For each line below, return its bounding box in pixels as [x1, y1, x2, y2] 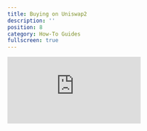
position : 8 [7, 23, 43, 31]
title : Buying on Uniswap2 [7, 10, 87, 18]
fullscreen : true [7, 37, 59, 44]
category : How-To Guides [7, 30, 81, 38]
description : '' [7, 17, 55, 24]
